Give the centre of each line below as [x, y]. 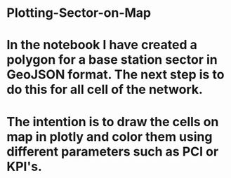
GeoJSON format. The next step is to [115, 75]
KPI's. [25, 166]
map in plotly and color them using [110, 136]
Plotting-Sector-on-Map [79, 13]
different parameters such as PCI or [113, 151]
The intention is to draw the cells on [113, 122]
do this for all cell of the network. [105, 90]
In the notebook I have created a [102, 45]
